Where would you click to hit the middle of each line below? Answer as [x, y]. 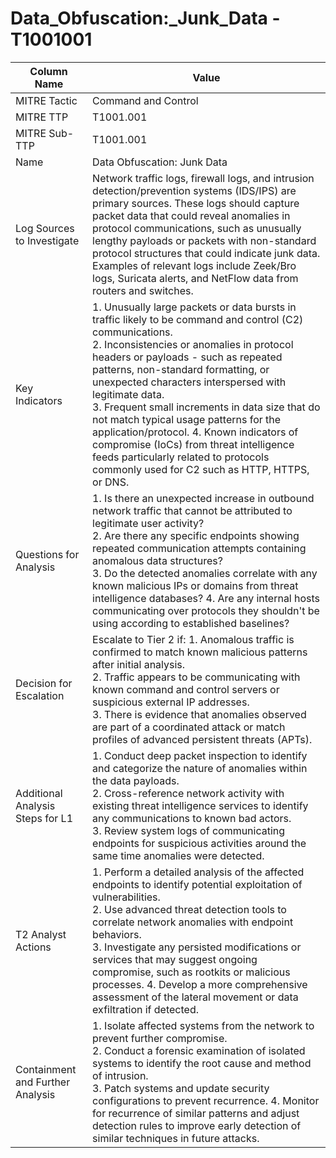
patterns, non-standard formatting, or [181, 369]
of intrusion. [120, 1075]
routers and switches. [143, 290]
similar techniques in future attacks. [176, 1138]
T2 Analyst [41, 934]
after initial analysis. [139, 664]
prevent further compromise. [160, 1038]
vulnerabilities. [126, 897]
